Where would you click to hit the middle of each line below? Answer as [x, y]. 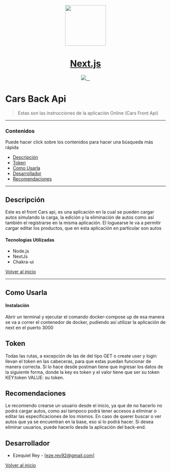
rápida [12, 147]
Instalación [17, 306]
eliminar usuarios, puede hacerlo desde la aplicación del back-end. [76, 427]
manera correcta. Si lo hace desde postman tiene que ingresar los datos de [84, 367]
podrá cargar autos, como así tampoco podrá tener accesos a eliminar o [81, 411]
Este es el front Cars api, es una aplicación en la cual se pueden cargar [80, 212]
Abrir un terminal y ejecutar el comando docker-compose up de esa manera [85, 317]
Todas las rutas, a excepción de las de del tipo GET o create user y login [81, 356]
